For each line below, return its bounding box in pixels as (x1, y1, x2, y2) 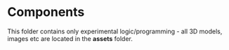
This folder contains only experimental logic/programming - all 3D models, (7, 27, 223, 35)
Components (7, 4, 85, 20)
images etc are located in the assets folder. (7, 34, 133, 42)
